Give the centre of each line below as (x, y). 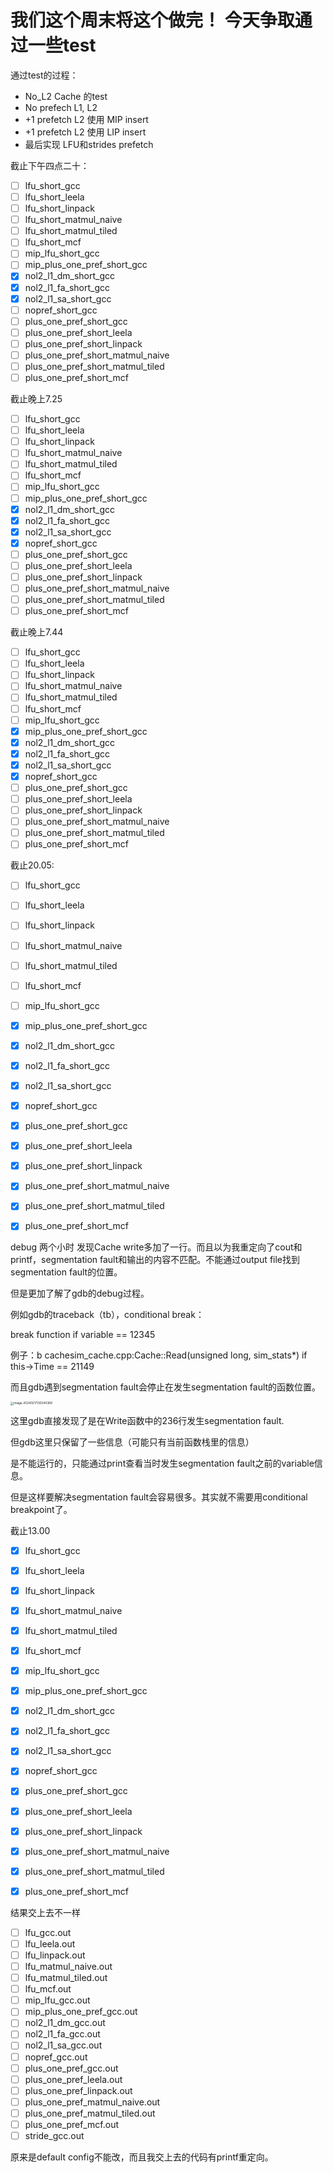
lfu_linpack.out (55, 1955)
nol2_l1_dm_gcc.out (65, 2023)
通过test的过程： (44, 75)
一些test (62, 45)
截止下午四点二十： (50, 165)
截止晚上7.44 (37, 632)
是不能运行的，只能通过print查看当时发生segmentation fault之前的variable (162, 1463)
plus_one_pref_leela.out (73, 2079)
